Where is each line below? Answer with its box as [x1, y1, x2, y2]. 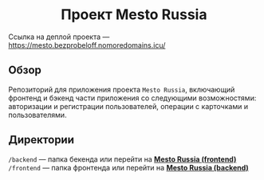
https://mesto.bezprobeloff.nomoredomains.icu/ [8, 40, 166, 49]
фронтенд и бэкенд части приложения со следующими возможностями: [8, 93, 257, 103]
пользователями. [8, 110, 67, 119]
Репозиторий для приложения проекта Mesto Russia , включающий [8, 84, 235, 94]
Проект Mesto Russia [61, 6, 207, 24]
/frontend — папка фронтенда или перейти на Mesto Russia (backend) [8, 162, 249, 172]
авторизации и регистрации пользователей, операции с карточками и [8, 101, 249, 111]
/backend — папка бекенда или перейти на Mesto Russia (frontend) [8, 154, 237, 164]
